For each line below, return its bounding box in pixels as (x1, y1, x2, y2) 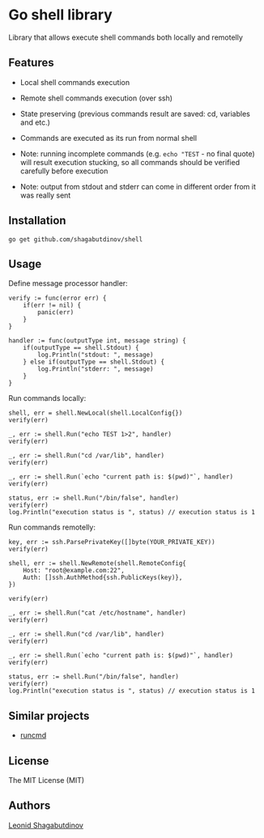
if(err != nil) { (23, 301, 82, 309)
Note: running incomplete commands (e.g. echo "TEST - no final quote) (19, 148, 255, 159)
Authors (8, 799, 51, 813)
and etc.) (19, 117, 51, 127)
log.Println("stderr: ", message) (37, 365, 154, 373)
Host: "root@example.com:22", (23, 567, 126, 575)
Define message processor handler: (8, 279, 128, 288)
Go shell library (8, 6, 113, 24)
